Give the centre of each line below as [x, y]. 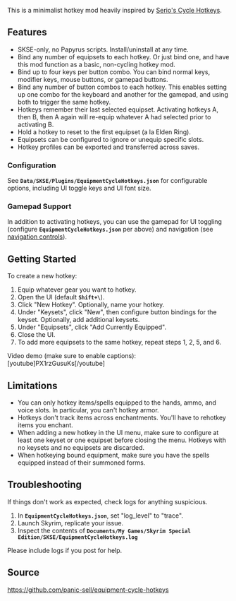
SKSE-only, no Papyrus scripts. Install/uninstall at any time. [103, 49]
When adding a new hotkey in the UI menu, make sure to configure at [118, 433]
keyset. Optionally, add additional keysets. [79, 320]
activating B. [36, 124]
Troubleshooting [45, 485]
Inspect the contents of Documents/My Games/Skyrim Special [104, 530]
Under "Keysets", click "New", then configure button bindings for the [117, 312]
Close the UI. [36, 335]
